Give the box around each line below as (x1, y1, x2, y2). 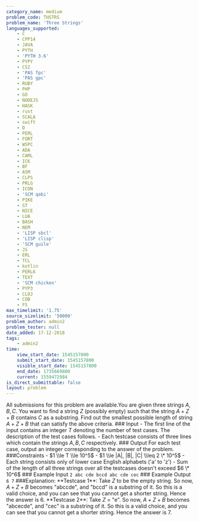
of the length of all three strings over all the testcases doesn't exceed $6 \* (6, 465, 189, 472)
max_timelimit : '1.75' (6, 308, 62, 314)
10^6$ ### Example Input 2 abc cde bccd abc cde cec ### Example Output (6, 471, 191, 478)
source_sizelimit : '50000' (6, 313, 73, 319)
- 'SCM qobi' (17, 191, 49, 197)
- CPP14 (17, 36, 36, 42)
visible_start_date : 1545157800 (17, 362, 97, 369)
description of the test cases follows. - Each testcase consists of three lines (6, 433, 192, 440)
